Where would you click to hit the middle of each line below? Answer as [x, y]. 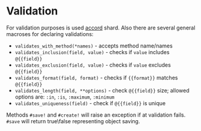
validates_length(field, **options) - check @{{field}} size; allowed [102, 90]
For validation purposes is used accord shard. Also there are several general [101, 28]
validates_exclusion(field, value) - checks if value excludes [93, 65]
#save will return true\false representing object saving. [73, 121]
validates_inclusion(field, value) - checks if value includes [92, 52]
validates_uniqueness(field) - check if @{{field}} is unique [90, 103]
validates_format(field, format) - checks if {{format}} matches [96, 78]
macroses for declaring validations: [50, 34]
